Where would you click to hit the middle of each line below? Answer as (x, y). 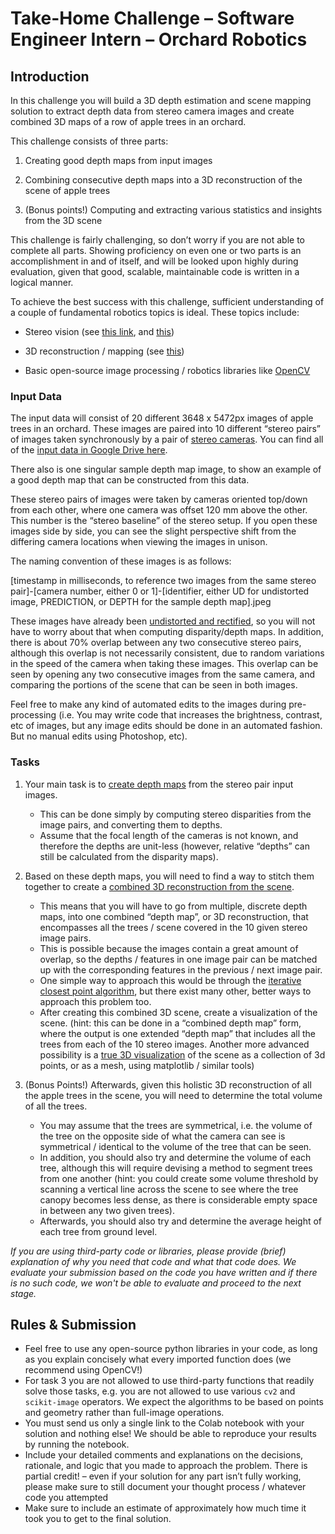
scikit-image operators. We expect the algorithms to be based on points (174, 1402)
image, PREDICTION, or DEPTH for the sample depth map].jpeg (141, 602)
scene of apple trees (67, 190)
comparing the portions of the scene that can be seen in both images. (154, 685)
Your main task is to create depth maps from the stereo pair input (159, 784)
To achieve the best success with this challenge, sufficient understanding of (167, 301)
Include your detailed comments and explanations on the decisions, (164, 1455)
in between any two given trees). (107, 1210)
